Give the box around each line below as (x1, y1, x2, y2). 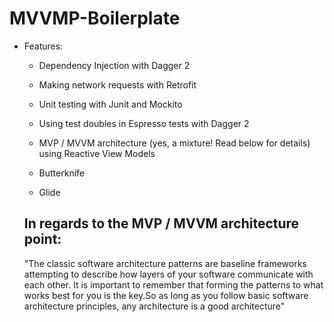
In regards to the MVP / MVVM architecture (23, 215, 300, 232)
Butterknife (38, 167, 85, 179)
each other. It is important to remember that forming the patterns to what (23, 278, 324, 291)
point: (23, 231, 62, 248)
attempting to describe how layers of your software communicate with (23, 268, 314, 280)
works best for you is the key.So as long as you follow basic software (23, 289, 309, 301)
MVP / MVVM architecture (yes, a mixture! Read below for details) (38, 137, 311, 149)
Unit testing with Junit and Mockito (38, 98, 183, 110)
